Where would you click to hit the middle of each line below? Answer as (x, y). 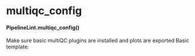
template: (18, 47)
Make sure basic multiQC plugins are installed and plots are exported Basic (98, 41)
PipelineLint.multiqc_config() (43, 27)
